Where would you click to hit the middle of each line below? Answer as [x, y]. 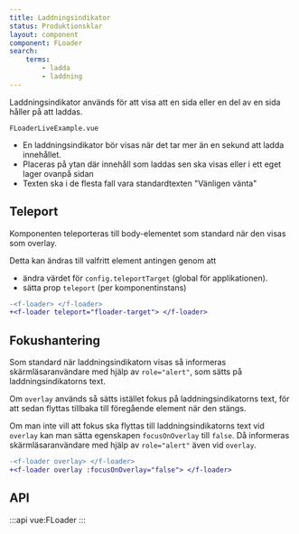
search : [24, 51]
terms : [38, 60]
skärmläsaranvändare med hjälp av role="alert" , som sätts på [126, 372]
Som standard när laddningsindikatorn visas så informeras [118, 363]
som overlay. [33, 243]
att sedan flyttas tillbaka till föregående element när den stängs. [128, 409]
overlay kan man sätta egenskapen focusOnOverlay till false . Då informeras [149, 436]
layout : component [44, 34]
